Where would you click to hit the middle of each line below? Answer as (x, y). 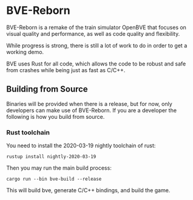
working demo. (25, 52)
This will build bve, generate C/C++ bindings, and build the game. (88, 190)
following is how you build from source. (56, 116)
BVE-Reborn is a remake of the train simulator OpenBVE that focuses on (96, 27)
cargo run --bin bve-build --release (54, 179)
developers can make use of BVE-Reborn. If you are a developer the (92, 110)
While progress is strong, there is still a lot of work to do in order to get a (97, 45)
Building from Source (47, 89)
